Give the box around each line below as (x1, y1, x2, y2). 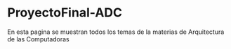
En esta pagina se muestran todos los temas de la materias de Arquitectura (7, 28, 225, 36)
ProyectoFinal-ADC (7, 5, 123, 21)
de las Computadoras (7, 35, 70, 43)
